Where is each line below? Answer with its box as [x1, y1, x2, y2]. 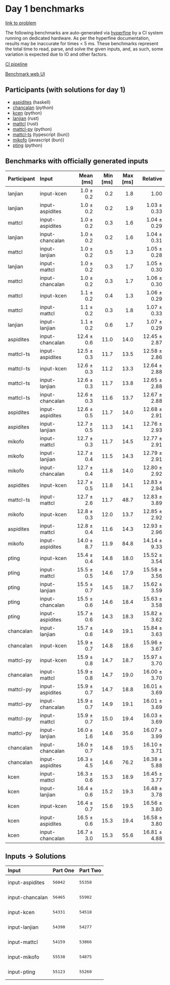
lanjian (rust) [12, 115, 39, 121]
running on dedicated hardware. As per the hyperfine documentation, [5, 35, 150, 41]
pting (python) [12, 142, 43, 148]
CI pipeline [5, 61, 28, 67]
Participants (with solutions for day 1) [5, 86, 125, 94]
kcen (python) [12, 110, 42, 116]
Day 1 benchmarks [5, 3, 84, 15]
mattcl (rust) [12, 120, 39, 127]
